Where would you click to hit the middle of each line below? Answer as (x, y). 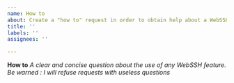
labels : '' (23, 33)
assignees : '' (28, 39)
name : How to (26, 13)
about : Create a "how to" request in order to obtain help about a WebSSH (118, 20)
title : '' (22, 26)
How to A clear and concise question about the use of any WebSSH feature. (117, 65)
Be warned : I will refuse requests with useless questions (89, 73)
